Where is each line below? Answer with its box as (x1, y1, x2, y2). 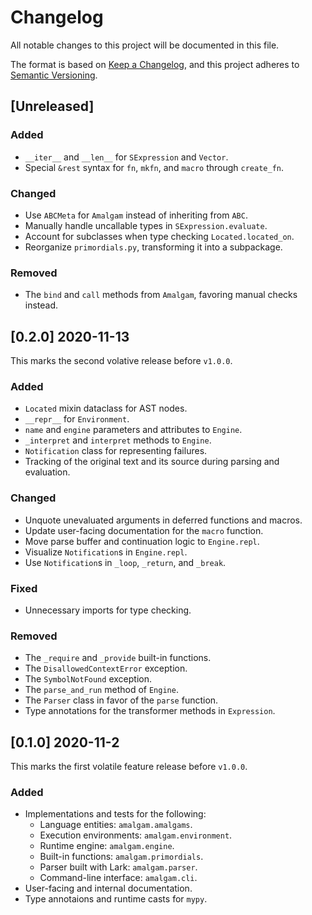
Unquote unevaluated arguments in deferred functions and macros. (24, 514, 303, 526)
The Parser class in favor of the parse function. (24, 694, 219, 706)
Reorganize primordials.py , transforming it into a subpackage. (24, 241, 283, 253)
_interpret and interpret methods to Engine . (24, 434, 212, 446)
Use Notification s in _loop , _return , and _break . (24, 556, 227, 568)
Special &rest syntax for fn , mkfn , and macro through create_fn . (24, 161, 284, 173)
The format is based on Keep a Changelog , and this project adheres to (10, 58, 300, 70)
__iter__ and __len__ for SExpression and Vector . (24, 151, 229, 163)
